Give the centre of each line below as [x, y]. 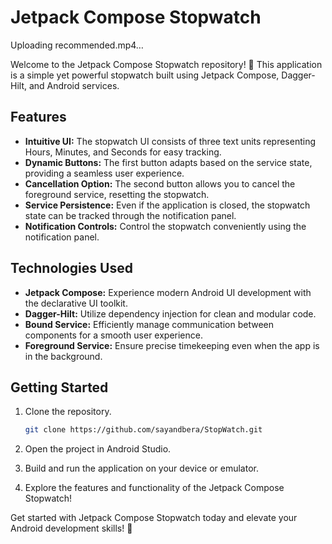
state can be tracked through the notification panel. [130, 215]
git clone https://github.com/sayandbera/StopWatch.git [143, 430]
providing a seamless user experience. [104, 173]
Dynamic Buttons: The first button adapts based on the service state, [168, 162]
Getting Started [59, 387]
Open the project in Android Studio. [98, 449]
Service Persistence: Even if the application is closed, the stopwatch [167, 205]
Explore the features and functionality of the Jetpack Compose [154, 488]
